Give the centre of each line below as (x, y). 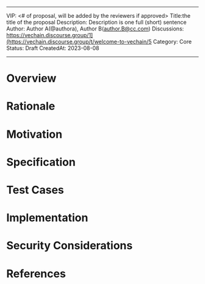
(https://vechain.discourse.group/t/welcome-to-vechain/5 (79, 41)
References (36, 273)
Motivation (34, 134)
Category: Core (172, 41)
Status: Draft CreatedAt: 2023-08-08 (53, 48)
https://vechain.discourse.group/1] (50, 35)
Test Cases (35, 190)
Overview (31, 78)
